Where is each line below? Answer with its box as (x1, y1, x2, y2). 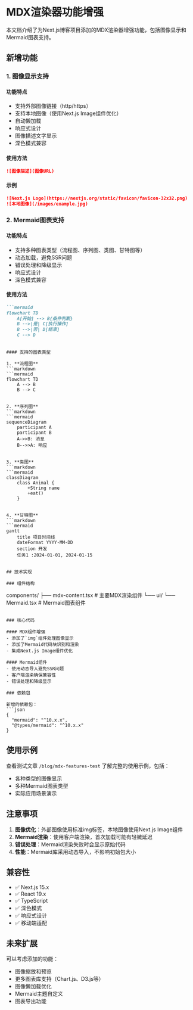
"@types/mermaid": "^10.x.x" (11, 722, 84, 729)
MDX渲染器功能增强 (6, 5, 104, 19)
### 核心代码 (6, 617, 35, 623)
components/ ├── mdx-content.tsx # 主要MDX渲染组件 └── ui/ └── (6, 592, 176, 599)
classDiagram (6, 475, 39, 481)
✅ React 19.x (14, 890, 46, 897)
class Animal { (17, 480, 55, 486)
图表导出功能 (14, 997, 46, 1005)
